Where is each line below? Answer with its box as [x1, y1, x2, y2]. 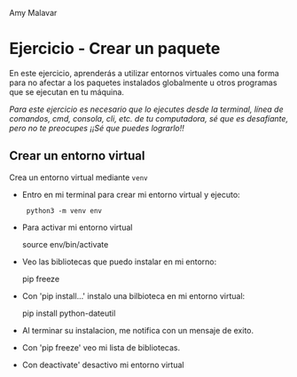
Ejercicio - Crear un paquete [9, 39, 221, 59]
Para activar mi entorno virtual [21, 222, 133, 232]
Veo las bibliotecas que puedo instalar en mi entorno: [21, 256, 217, 267]
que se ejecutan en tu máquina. [9, 86, 124, 97]
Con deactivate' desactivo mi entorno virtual [21, 359, 184, 370]
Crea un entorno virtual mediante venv [9, 172, 148, 183]
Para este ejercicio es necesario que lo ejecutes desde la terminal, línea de [9, 104, 284, 114]
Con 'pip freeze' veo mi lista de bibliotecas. [21, 342, 180, 353]
